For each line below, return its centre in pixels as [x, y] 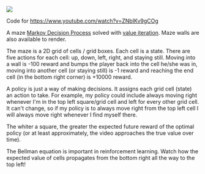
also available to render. [36, 39]
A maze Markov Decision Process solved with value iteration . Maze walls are [103, 33]
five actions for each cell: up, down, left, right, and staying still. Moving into [101, 57]
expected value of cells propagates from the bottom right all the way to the [101, 158]
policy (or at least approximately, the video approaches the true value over [100, 133]
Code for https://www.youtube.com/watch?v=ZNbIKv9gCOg [83, 21]
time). [14, 140]
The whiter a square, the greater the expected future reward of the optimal [100, 126]
